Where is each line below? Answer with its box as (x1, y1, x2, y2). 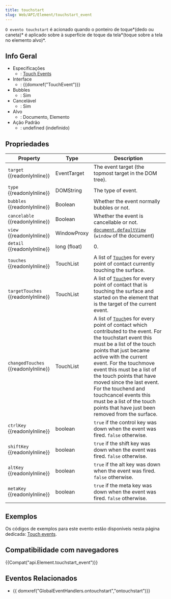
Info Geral (5, 51, 37, 60)
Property (18, 155, 41, 162)
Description (113, 155, 144, 162)
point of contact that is (93, 281, 148, 289)
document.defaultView (93, 227, 146, 233)
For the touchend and (93, 385, 145, 393)
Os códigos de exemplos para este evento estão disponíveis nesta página (5, 526, 160, 532)
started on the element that (93, 294, 159, 301)
